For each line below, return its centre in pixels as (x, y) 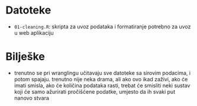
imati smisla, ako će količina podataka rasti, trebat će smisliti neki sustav (102, 85)
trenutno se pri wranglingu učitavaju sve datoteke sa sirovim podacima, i (102, 73)
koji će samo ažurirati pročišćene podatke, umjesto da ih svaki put (95, 91)
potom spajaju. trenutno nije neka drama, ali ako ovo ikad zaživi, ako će (101, 79)
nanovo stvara (32, 98)
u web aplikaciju (34, 32)
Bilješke (25, 57)
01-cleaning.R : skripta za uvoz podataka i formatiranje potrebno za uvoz (102, 26)
